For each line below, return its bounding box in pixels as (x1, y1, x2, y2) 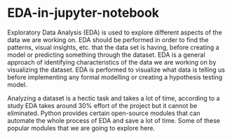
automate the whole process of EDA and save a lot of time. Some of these (7, 116, 221, 124)
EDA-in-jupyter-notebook (7, 5, 160, 21)
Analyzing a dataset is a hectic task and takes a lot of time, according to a (7, 93, 220, 102)
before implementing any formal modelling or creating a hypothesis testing (7, 72, 223, 81)
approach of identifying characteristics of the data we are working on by (7, 58, 217, 66)
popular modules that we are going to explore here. (7, 124, 156, 132)
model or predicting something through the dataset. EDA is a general (7, 51, 205, 59)
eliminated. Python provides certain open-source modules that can (7, 109, 201, 117)
